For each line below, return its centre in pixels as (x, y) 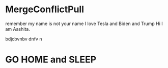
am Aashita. (18, 29)
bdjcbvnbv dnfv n (24, 39)
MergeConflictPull (45, 9)
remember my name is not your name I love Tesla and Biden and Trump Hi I (84, 24)
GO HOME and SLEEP (51, 60)
